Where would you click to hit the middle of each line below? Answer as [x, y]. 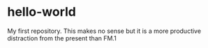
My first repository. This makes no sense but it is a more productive [104, 31]
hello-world [42, 12]
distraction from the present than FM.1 [62, 38]
